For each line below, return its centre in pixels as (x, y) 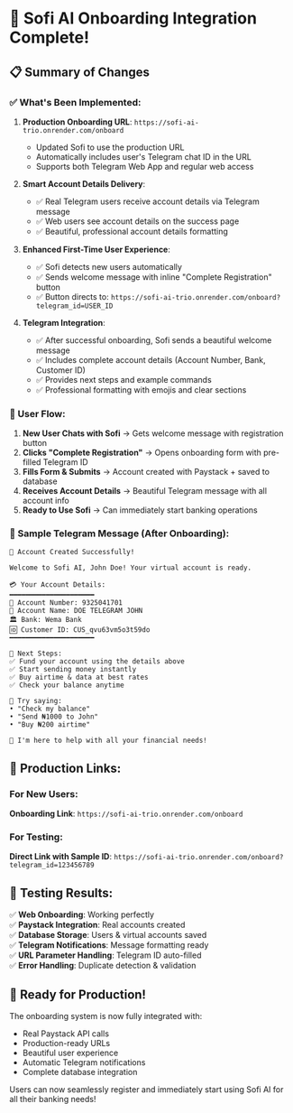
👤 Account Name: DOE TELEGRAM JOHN (76, 611)
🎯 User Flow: (37, 413)
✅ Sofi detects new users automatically (109, 266)
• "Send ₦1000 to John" (54, 717)
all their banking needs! (53, 1099)
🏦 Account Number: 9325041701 (66, 603)
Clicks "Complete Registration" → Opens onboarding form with (142, 453)
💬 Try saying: (36, 701)
